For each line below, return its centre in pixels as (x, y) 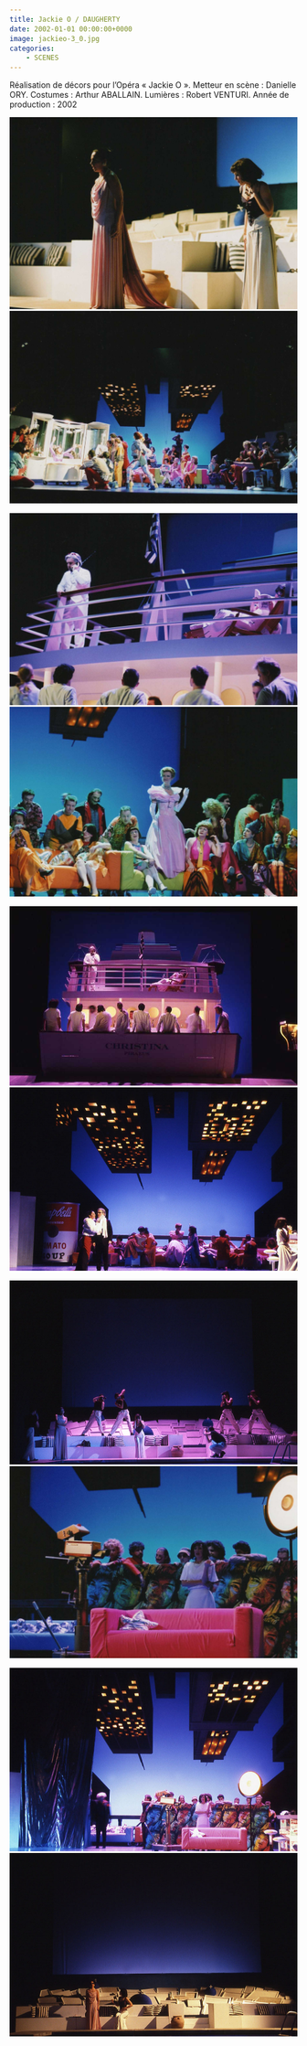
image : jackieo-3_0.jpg (55, 38)
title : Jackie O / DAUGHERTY (65, 19)
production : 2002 (43, 104)
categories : (32, 48)
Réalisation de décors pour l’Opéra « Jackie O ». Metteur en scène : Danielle (153, 85)
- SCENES (42, 58)
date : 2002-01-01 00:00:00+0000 (71, 29)
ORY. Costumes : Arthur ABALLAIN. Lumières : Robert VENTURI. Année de (149, 95)
